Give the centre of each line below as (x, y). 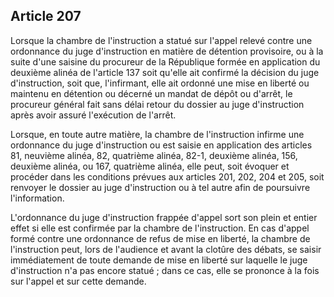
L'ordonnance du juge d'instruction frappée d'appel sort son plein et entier (164, 217)
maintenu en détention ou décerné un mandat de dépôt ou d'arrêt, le (151, 93)
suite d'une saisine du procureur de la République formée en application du (165, 61)
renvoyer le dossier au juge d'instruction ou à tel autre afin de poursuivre (160, 187)
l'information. (37, 198)
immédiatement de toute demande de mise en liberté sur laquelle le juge (159, 260)
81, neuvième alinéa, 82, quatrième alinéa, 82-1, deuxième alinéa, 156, (154, 155)
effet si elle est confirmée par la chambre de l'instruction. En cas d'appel (160, 228)
